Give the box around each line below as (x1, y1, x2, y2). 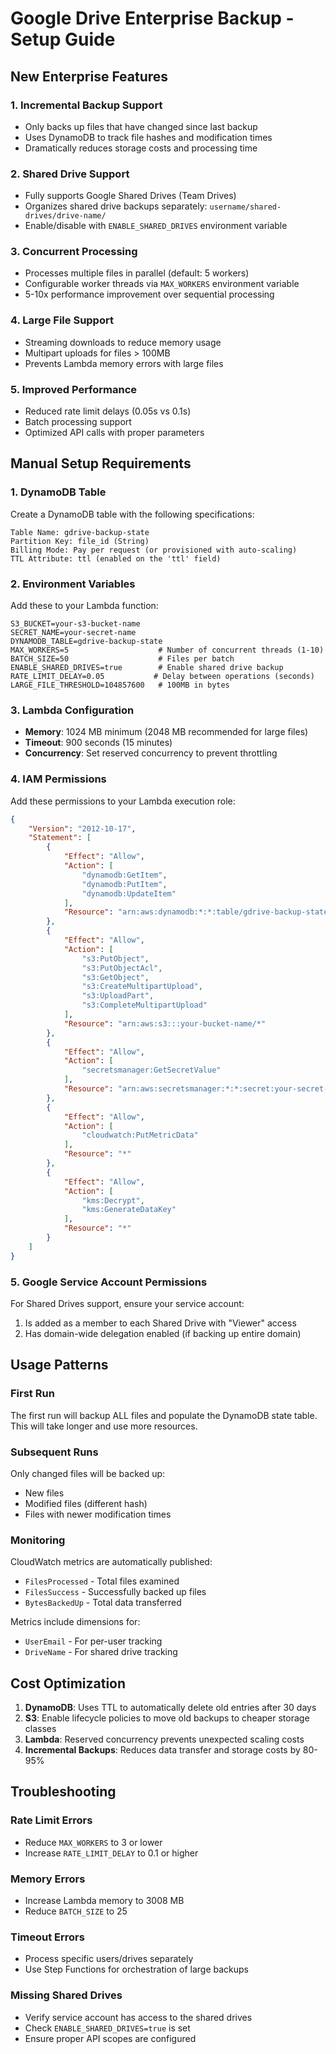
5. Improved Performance (10, 382, 138, 396)
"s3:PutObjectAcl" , (81, 963, 163, 973)
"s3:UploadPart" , (81, 991, 155, 1001)
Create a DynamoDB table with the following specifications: (10, 508, 255, 520)
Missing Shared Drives (10, 1988, 123, 2002)
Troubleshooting (10, 1783, 117, 1801)
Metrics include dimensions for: (10, 1616, 141, 1628)
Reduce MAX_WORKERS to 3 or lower (24, 1836, 163, 1848)
